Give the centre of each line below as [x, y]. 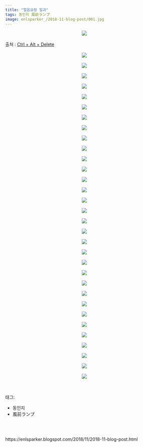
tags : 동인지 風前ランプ [28, 15]
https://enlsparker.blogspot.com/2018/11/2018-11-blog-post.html [71, 439]
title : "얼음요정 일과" [27, 10]
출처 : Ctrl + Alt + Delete [30, 44]
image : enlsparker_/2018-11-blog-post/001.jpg [55, 19]
